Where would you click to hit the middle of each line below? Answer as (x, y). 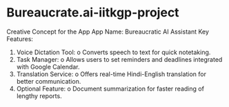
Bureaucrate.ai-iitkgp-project (93, 13)
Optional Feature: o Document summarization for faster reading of (110, 88)
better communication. (49, 81)
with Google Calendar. (48, 67)
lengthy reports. (39, 96)
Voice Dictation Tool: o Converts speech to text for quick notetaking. (113, 52)
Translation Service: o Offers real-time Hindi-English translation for (111, 74)
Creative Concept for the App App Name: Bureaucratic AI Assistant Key (108, 32)
